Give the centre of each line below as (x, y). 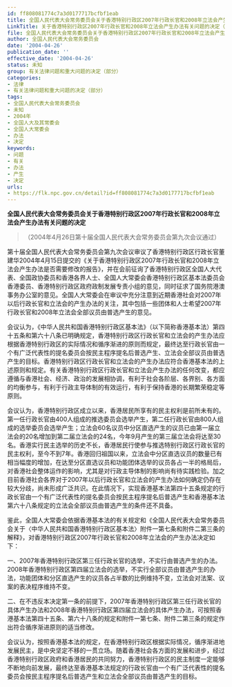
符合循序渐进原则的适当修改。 (55, 627)
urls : (15, 187)
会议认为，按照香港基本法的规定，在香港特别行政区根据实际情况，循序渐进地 (116, 642)
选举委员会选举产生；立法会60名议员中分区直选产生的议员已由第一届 (117, 428)
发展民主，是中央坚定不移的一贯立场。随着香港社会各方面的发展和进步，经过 (116, 650)
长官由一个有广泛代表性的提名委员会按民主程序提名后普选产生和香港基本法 (119, 497)
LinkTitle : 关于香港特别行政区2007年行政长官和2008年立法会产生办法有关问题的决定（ (116, 26)
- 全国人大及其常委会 (33, 123)
